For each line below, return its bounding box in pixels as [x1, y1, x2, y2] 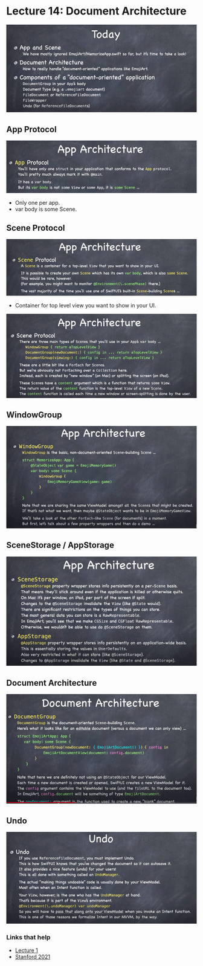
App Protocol [6, 124, 57, 134]
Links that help [6, 933, 51, 942]
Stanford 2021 [14, 953, 50, 961]
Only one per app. [14, 199, 60, 206]
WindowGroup [6, 410, 62, 420]
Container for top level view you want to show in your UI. [14, 301, 156, 309]
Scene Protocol [6, 223, 65, 233]
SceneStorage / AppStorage [6, 540, 115, 550]
